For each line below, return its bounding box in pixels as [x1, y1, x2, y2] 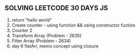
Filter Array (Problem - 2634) [11, 38, 71, 44]
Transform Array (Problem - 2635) [11, 32, 82, 38]
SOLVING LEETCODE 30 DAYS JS [4, 4, 108, 12]
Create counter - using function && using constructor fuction [11, 22, 136, 28]
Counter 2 [11, 27, 33, 33]
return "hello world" [11, 17, 52, 23]
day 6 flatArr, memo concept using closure [11, 43, 99, 49]
